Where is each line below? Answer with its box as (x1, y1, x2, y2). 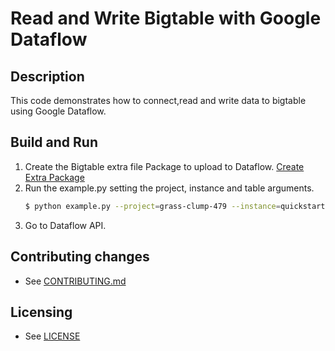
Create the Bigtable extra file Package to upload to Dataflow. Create (24, 160, 305, 172)
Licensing (10, 303, 73, 321)
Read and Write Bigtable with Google (10, 7, 322, 30)
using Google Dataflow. (10, 105, 107, 117)
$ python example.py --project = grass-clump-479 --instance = (24, 201, 281, 211)
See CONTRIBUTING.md (24, 275, 127, 287)
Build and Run (10, 134, 98, 151)
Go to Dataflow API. (24, 219, 107, 231)
